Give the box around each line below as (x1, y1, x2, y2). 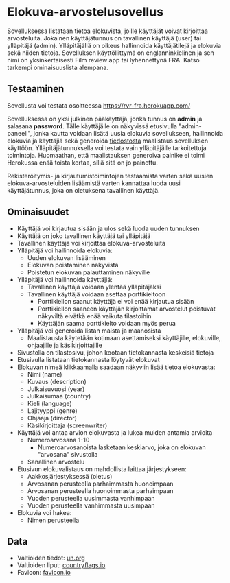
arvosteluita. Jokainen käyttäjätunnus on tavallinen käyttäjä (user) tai (7, 34, 201, 42)
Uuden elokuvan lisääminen (27, 253, 106, 261)
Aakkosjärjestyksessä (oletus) (27, 472, 113, 480)
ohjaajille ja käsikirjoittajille (27, 341, 103, 349)
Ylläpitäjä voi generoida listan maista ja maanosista (16, 326, 161, 335)
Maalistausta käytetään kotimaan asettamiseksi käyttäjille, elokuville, (27, 333, 221, 342)
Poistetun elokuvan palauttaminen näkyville (27, 268, 150, 276)
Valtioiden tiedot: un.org (16, 554, 86, 562)
